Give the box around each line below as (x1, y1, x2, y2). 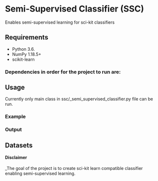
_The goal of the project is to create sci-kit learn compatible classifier (5, 165, 143, 171)
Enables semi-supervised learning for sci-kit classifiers (5, 19, 115, 25)
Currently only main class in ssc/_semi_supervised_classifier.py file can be (5, 96, 153, 102)
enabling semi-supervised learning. (5, 170, 76, 176)
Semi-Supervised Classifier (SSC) (5, 3, 144, 14)
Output (5, 126, 22, 133)
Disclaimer (5, 154, 28, 160)
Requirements (5, 33, 48, 42)
